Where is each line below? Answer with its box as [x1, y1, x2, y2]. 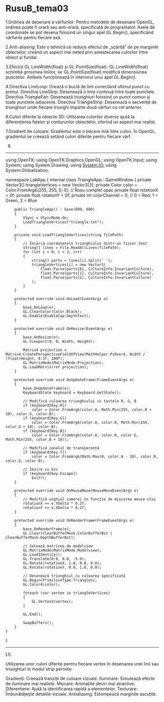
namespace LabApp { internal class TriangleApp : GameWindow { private [5, 176, 152, 183]
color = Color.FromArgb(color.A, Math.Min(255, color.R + [31, 407, 152, 412]
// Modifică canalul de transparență [23, 445, 99, 451]
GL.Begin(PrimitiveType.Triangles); [23, 578, 97, 583]
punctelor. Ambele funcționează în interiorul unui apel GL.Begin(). [5, 74, 137, 80]
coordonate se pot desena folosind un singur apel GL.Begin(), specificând [5, 29, 154, 35]
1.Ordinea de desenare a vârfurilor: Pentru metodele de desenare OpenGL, [5, 19, 155, 25]
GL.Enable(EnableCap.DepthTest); [23, 313, 91, 318]
